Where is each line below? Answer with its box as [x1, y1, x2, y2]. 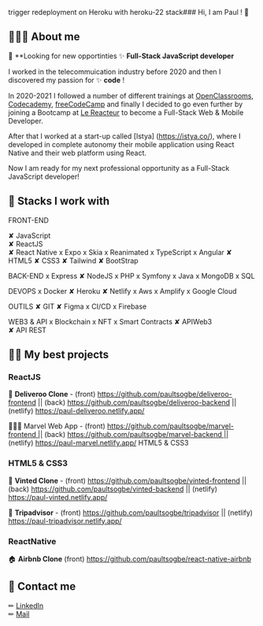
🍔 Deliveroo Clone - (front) [8, 390, 96, 399]
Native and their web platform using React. [8, 148, 147, 157]
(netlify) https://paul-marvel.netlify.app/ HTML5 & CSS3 [8, 438, 189, 448]
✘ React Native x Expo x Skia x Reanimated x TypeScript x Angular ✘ [8, 247, 232, 257]
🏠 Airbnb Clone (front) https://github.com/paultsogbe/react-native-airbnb [8, 554, 252, 563]
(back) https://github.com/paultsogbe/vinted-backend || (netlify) [8, 484, 218, 494]
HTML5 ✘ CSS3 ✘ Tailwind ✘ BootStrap [8, 256, 139, 265]
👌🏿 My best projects [8, 348, 109, 361]
